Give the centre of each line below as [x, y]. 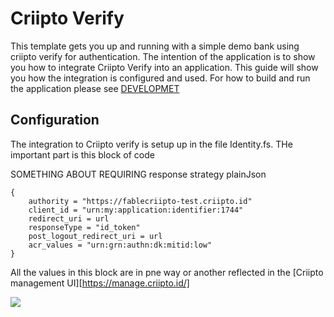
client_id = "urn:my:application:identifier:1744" [136, 210]
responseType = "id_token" [84, 227]
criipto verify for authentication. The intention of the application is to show [163, 56]
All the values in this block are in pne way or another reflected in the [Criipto [167, 272]
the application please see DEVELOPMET [95, 88]
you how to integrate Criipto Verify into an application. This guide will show [164, 67]
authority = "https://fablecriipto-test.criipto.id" [140, 201]
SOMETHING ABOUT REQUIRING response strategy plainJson [138, 174]
